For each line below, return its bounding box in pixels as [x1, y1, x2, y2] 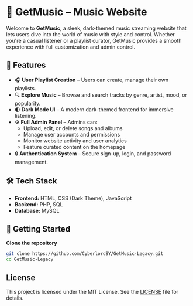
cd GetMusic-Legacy [6, 256, 54, 263]
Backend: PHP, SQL [14, 200, 63, 208]
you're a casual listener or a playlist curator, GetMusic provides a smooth [6, 37, 182, 44]
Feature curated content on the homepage [23, 143, 126, 150]
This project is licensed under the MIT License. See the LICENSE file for [6, 288, 179, 295]
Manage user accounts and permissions [23, 131, 120, 138]
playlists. [14, 84, 36, 91]
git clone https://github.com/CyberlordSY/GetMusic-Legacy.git [6, 251, 164, 257]
